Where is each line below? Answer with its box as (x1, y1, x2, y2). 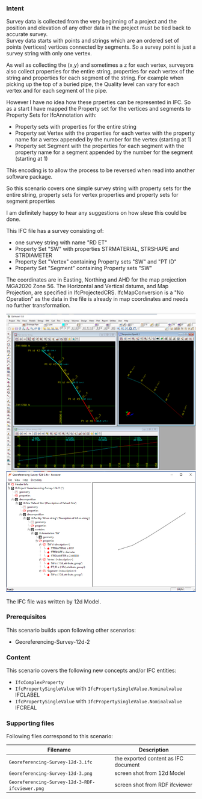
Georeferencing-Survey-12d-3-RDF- (8, 779, 96, 785)
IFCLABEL (14, 691, 40, 699)
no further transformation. (6, 302, 71, 309)
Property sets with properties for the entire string (14, 123, 137, 131)
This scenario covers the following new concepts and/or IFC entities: (6, 667, 177, 674)
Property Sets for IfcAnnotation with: (6, 111, 97, 119)
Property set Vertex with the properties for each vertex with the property (14, 129, 195, 137)
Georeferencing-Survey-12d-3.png (8, 771, 93, 777)
